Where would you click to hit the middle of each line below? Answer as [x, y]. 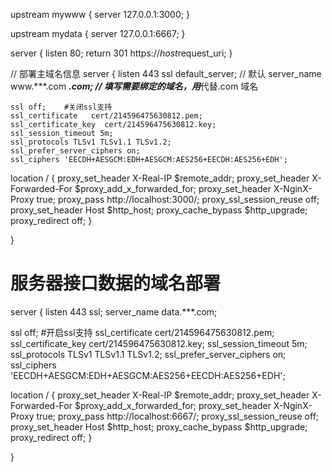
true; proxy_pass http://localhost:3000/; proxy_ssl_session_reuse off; [178, 199]
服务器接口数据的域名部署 [116, 283]
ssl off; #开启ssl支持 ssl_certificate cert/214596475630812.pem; [142, 332]
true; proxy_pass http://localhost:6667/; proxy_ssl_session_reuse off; [178, 416]
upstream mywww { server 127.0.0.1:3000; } [100, 14]
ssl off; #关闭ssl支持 [61, 107]
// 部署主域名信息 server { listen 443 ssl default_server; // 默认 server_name [166, 73]
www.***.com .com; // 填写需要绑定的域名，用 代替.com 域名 [134, 86]
